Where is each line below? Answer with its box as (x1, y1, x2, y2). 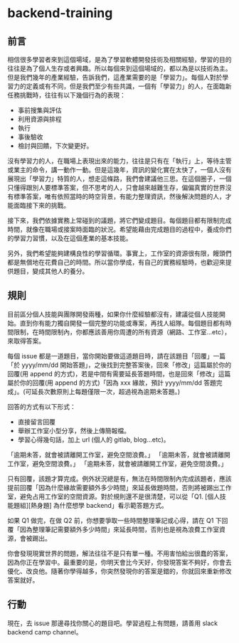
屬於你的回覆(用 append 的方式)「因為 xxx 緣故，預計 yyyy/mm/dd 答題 (7, 378, 217, 387)
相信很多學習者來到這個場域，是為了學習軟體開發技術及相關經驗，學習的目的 (7, 55, 232, 63)
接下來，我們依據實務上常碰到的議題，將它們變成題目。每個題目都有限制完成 (7, 216, 232, 225)
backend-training (7, 5, 113, 21)
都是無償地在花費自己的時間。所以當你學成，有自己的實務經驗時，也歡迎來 (7, 258, 225, 266)
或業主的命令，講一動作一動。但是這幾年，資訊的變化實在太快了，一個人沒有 (7, 166, 232, 174)
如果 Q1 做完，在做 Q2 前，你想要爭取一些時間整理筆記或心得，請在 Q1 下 (7, 516, 222, 524)
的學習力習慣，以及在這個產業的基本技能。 (7, 234, 132, 243)
